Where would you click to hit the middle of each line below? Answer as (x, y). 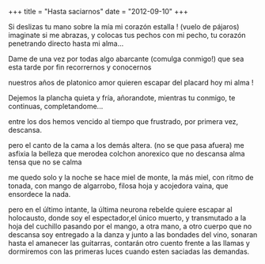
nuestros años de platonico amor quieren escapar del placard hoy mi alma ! (131, 83)
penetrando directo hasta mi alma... (66, 43)
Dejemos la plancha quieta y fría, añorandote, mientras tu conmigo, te (122, 98)
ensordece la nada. (40, 194)
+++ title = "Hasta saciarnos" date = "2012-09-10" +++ (98, 11)
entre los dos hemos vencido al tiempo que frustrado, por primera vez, (123, 121)
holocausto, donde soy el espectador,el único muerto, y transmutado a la (127, 218)
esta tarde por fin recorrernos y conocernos (80, 67)
